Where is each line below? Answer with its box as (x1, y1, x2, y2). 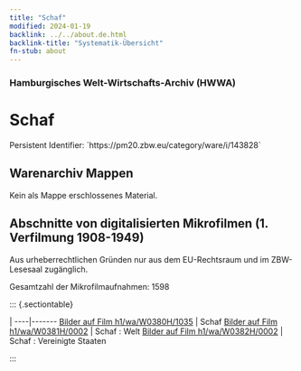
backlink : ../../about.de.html (9, 30, 127, 39)
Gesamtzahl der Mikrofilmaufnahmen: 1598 (9, 281, 170, 292)
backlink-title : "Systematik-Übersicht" (9, 38, 165, 48)
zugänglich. (44, 264, 89, 274)
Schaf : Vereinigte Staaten (9, 335, 107, 346)
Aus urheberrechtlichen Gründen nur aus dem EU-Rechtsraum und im (9, 254, 269, 264)
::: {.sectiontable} (9, 299, 74, 310)
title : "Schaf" (9, 13, 67, 23)
